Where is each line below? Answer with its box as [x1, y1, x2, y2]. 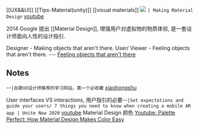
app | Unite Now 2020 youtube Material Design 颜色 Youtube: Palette [6, 109, 176, 116]
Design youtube [6, 13, 44, 20]
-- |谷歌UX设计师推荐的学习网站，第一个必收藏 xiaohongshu [6, 84, 137, 91]
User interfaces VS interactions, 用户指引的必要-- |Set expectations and [6, 96, 184, 103]
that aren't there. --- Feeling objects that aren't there [6, 51, 136, 58]
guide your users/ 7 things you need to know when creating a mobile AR [6, 103, 191, 109]
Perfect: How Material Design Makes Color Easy [6, 115, 124, 122]
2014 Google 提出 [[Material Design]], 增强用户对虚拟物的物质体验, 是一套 [6, 25, 187, 32]
